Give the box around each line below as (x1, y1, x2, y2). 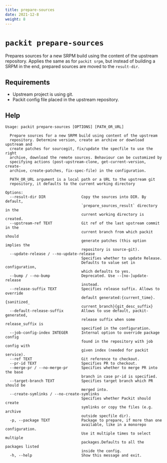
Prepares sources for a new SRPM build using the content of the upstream (5, 53, 158, 59)
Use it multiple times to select (81, 431, 151, 436)
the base (5, 369, 23, 374)
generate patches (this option (81, 238, 146, 243)
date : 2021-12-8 (5, 12, 39, 17)
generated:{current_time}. (99, 295, 155, 300)
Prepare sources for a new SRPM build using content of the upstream (9, 133, 157, 138)
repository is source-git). (81, 247, 140, 252)
